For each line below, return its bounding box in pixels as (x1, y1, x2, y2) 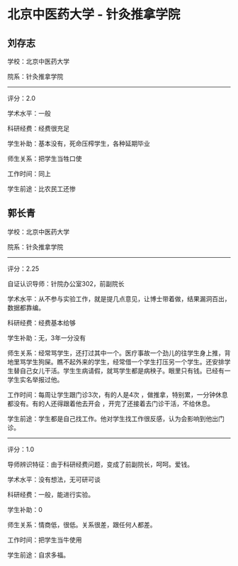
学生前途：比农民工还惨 (7, 185, 76, 192)
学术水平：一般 (7, 109, 51, 117)
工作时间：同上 (7, 170, 51, 178)
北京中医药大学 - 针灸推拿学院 (7, 6, 181, 23)
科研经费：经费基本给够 (7, 318, 76, 327)
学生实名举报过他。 (7, 375, 64, 383)
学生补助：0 (7, 505, 42, 513)
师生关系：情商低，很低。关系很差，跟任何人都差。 (7, 520, 157, 529)
